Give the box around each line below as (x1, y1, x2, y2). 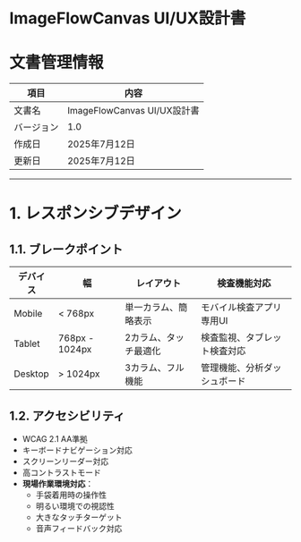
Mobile (13, 308, 43, 320)
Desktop (13, 368, 49, 380)
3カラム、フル (125, 361, 185, 374)
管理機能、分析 (200, 361, 264, 374)
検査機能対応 (216, 277, 271, 290)
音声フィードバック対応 (35, 522, 123, 533)
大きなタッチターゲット (35, 512, 123, 522)
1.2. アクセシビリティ (9, 408, 125, 423)
